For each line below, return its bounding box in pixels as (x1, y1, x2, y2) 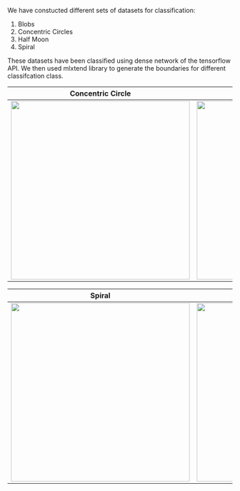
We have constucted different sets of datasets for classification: (7, 6, 196, 14)
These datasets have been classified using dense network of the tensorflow (7, 56, 231, 65)
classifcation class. (7, 71, 64, 80)
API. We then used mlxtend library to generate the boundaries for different (7, 64, 226, 72)
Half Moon (17, 35, 49, 44)
